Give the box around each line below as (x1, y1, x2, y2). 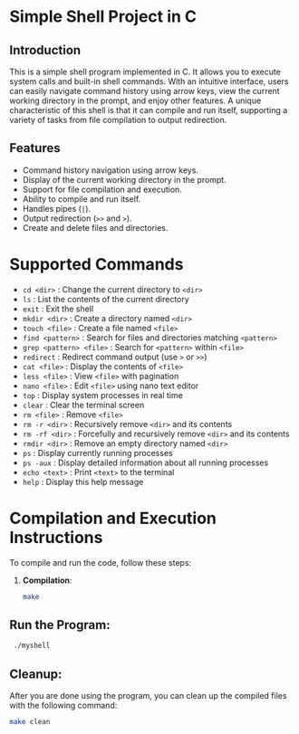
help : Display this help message (22, 476, 144, 487)
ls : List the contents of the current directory (22, 293, 190, 304)
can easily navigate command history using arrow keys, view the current (9, 86, 280, 96)
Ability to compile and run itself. (22, 193, 141, 205)
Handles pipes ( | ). (22, 203, 92, 214)
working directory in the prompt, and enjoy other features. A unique (9, 95, 262, 106)
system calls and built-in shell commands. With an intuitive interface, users (9, 76, 289, 87)
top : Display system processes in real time (22, 389, 183, 400)
